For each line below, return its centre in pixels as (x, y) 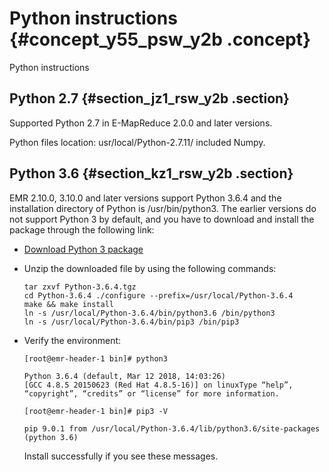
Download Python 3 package (83, 249)
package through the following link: (82, 229)
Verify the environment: (72, 340)
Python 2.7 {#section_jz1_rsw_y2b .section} (149, 98)
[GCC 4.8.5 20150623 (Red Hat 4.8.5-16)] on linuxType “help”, (158, 385)
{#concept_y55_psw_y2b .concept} (160, 39)
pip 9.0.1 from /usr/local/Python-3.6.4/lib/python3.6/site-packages (172, 428)
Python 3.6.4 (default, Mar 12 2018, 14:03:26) (124, 376)
